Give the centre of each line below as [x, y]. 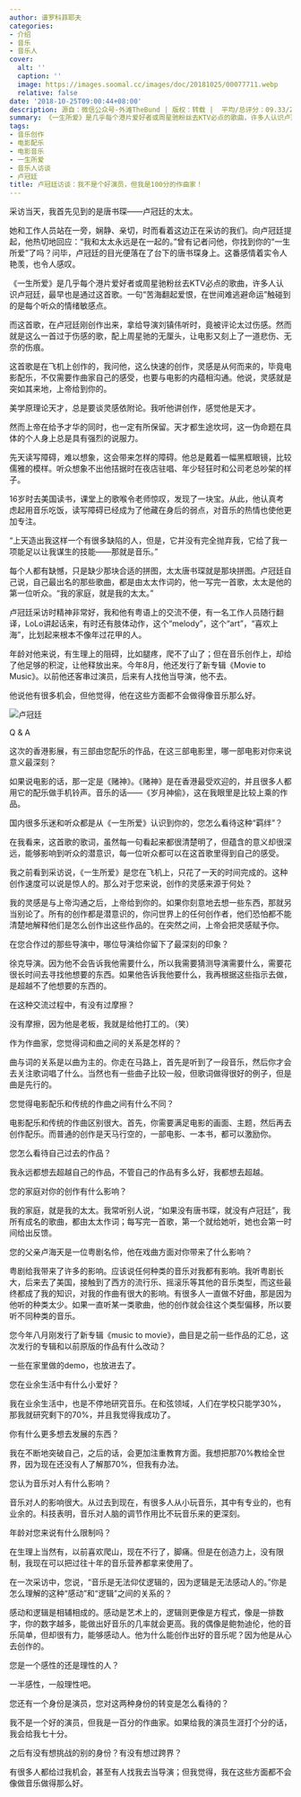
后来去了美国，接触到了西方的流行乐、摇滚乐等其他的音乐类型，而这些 [154, 1282]
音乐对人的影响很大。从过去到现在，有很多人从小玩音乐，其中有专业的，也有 [150, 1502]
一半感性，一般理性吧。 [52, 1685]
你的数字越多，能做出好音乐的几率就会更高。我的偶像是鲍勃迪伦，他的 [154, 1624]
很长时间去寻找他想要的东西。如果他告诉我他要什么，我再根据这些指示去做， [150, 975]
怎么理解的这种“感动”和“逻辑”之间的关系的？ [91, 1593]
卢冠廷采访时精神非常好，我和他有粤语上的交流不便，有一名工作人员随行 [142, 613]
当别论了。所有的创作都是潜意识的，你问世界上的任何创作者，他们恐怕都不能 [150, 914]
